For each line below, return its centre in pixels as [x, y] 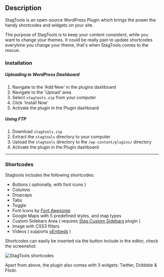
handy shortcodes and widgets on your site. [49, 25]
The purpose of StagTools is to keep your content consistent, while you [77, 34]
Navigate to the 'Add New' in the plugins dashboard [64, 87]
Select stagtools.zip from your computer [54, 97]
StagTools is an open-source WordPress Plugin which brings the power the [81, 20]
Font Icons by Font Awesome [41, 210]
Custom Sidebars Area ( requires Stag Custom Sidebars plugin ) [76, 221]
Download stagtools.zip [37, 131]
